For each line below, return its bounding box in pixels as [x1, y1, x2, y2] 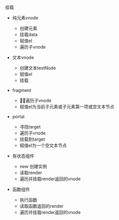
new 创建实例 [19, 164, 47, 169]
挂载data [19, 32, 38, 37]
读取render [19, 170, 42, 175]
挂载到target [19, 136, 45, 142]
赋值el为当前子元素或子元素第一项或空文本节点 [19, 104, 115, 110]
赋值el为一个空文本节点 [19, 143, 67, 148]
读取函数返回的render [19, 203, 64, 209]
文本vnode [12, 55, 35, 60]
